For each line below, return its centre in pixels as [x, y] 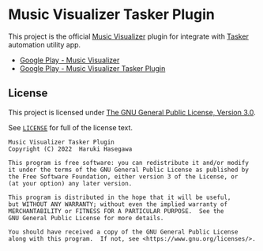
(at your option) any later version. [70, 183]
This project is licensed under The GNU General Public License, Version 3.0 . [132, 112]
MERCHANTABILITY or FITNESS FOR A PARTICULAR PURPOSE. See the [116, 211]
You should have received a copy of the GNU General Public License [123, 232]
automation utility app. [45, 44]
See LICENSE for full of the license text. [70, 127]
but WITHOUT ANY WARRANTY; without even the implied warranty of [118, 204]
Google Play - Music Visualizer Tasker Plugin [92, 68]
